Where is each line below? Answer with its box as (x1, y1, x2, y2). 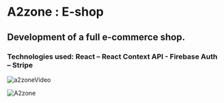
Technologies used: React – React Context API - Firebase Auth (7, 52, 218, 61)
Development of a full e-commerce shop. (7, 31, 186, 43)
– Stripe (7, 60, 33, 70)
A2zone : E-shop (7, 4, 104, 20)
